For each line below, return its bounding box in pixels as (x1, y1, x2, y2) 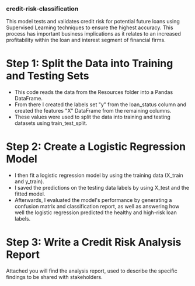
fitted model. (14, 190, 46, 197)
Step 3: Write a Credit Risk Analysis (6, 236, 182, 249)
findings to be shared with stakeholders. (6, 274, 103, 281)
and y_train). (14, 178, 45, 185)
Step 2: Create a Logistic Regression (6, 140, 186, 154)
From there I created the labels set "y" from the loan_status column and (14, 101, 187, 108)
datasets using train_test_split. (14, 120, 88, 127)
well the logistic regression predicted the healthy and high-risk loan (14, 209, 177, 216)
